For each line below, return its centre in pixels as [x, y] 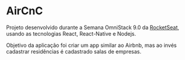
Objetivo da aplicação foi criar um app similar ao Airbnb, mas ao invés [91, 45]
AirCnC [25, 11]
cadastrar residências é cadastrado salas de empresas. [74, 51]
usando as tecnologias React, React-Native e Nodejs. [71, 33]
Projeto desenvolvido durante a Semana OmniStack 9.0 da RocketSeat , [93, 27]
